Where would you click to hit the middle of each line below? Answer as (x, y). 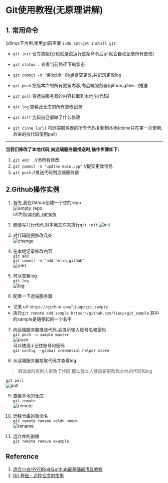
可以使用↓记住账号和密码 (39, 345)
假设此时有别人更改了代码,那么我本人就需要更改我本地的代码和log (85, 371)
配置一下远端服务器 (33, 296)
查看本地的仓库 (28, 396)
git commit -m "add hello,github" (49, 260)
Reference (22, 457)
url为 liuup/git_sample (35, 214)
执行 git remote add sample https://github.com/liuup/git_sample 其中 (86, 313)
